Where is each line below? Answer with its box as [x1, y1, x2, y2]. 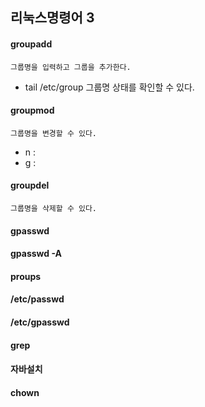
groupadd [10, 38, 53, 50]
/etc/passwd [10, 293, 65, 305]
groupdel [10, 179, 50, 192]
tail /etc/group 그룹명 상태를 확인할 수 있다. [24, 81, 195, 93]
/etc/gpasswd [10, 316, 70, 328]
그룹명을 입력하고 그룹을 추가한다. [10, 62, 132, 72]
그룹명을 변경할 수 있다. [10, 128, 98, 138]
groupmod [10, 104, 55, 117]
